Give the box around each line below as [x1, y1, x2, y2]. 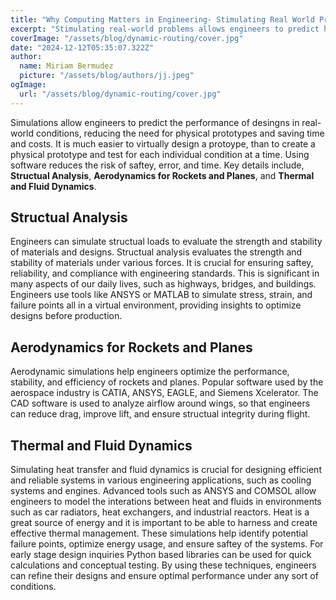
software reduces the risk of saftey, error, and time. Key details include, [10, 159, 305, 171]
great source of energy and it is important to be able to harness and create [10, 517, 318, 529]
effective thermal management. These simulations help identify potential [10, 527, 308, 540]
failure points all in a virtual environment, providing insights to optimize [10, 299, 302, 311]
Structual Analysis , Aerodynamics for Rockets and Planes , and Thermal [10, 169, 315, 181]
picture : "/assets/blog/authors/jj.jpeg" [19, 71, 195, 81]
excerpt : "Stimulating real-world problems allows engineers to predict [10, 24, 320, 34]
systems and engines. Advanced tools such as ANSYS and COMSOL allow [10, 485, 317, 497]
